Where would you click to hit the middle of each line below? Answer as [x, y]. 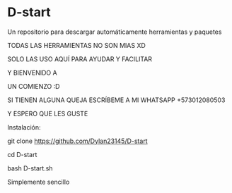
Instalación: [24, 127]
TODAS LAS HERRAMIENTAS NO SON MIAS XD [77, 45]
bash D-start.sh [30, 168]
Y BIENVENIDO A [33, 73]
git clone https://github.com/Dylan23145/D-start [77, 141]
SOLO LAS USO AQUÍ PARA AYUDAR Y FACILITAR [80, 59]
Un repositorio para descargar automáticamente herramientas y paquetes [115, 32]
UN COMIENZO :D [34, 86]
